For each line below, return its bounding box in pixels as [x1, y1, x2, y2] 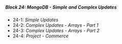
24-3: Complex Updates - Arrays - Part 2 [12, 27, 100, 33]
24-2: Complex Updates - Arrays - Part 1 [12, 22, 99, 28]
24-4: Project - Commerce [12, 33, 69, 39]
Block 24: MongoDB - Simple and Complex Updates [5, 4, 117, 10]
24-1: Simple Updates [12, 17, 59, 23]
